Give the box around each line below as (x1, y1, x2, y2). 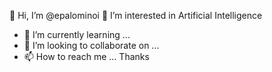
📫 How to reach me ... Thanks (23, 51, 150, 62)
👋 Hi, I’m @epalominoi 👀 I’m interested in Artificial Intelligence (9, 10, 263, 21)
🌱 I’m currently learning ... (23, 29, 131, 40)
